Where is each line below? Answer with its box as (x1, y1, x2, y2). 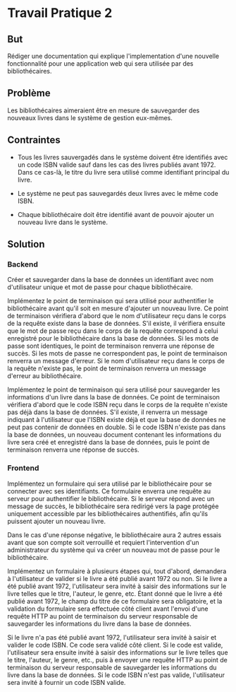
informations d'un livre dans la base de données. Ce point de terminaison (7, 393, 221, 401)
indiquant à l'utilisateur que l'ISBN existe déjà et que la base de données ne (7, 416, 226, 424)
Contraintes (7, 134, 61, 146)
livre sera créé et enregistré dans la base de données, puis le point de (7, 438, 210, 447)
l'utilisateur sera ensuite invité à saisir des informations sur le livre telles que (7, 648, 228, 657)
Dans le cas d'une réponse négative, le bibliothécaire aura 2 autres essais (7, 530, 222, 539)
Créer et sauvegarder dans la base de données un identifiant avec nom (7, 276, 213, 284)
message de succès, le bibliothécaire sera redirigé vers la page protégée (7, 502, 219, 510)
